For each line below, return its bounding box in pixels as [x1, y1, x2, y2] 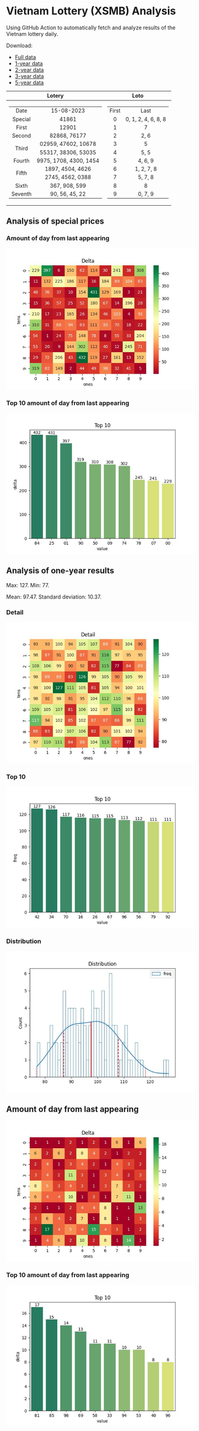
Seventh [11, 190, 32, 197]
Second [11, 132, 32, 139]
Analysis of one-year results [6, 566, 114, 576]
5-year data [14, 79, 44, 86]
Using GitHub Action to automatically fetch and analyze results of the [6, 24, 176, 31]
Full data [14, 53, 36, 60]
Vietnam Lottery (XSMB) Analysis [6, 4, 176, 18]
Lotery [46, 92, 64, 99]
